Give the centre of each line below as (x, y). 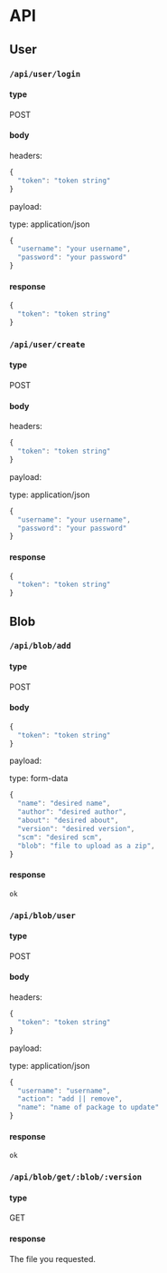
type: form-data (39, 778)
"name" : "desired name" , (64, 804)
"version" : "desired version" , (76, 828)
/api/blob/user (43, 916)
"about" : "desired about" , (68, 821)
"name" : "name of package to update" (88, 1108)
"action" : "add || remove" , (70, 1099)
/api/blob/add (40, 646)
